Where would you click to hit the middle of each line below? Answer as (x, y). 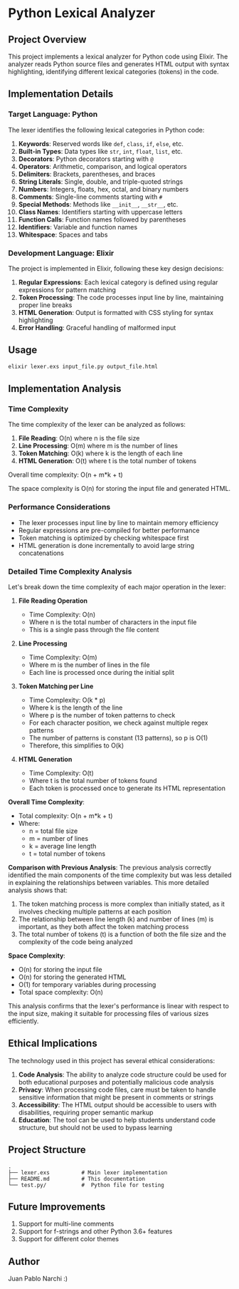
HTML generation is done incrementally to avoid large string (106, 545)
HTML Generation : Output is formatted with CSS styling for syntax (116, 312)
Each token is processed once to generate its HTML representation (127, 788)
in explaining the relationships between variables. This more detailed (108, 882)
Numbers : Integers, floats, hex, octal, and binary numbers (103, 189)
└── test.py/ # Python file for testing (86, 1185)
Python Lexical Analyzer (82, 13)
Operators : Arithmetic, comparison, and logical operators (102, 166)
